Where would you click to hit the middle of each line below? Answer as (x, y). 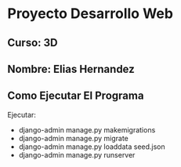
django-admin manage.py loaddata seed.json (92, 147)
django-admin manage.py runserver (77, 154)
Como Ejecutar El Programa (76, 96)
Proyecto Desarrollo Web (90, 14)
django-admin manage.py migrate (73, 138)
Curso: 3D (33, 43)
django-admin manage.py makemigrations (87, 129)
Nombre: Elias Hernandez (71, 69)
